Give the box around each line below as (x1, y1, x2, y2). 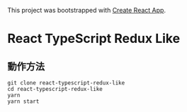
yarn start (7, 98, 40, 105)
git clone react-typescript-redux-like (7, 80, 125, 87)
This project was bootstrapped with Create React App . (7, 6, 166, 14)
